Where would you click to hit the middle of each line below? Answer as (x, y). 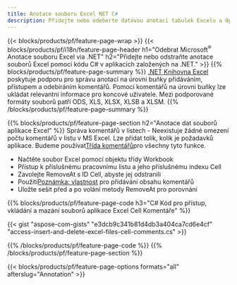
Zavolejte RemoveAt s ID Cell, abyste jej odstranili (89, 175)
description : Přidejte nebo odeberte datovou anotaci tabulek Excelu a (115, 21)
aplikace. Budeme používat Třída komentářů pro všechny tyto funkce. (107, 146)
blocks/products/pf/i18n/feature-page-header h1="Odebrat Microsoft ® (109, 49)
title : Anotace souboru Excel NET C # (63, 14)
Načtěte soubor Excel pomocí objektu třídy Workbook (96, 159)
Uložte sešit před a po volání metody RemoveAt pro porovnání (107, 190)
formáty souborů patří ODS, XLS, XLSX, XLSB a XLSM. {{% (93, 102)
